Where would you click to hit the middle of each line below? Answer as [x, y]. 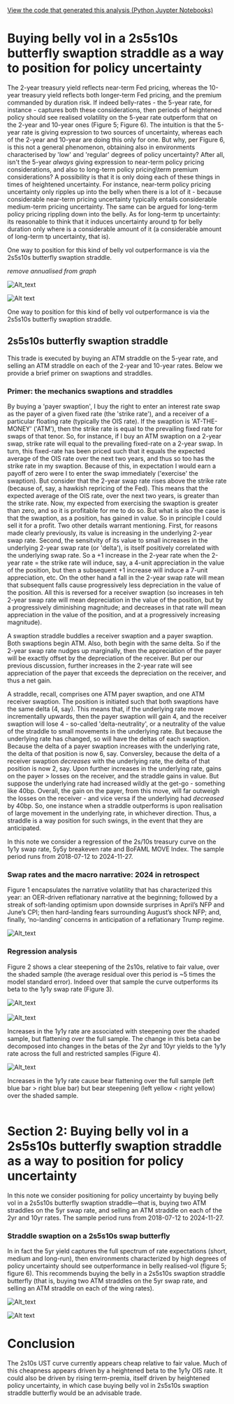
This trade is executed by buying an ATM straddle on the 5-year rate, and [113, 358]
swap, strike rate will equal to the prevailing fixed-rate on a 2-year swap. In [115, 443]
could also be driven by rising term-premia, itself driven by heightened [109, 1378]
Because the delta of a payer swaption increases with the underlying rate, [114, 746]
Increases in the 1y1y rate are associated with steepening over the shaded [114, 1031]
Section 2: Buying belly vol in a [98, 1131]
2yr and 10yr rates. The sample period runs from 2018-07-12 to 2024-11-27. [116, 1218]
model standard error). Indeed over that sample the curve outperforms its [113, 982]
